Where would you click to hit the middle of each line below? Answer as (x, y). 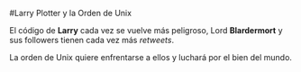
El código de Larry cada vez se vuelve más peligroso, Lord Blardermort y (146, 30)
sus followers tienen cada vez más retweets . (91, 40)
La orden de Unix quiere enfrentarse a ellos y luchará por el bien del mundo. (151, 57)
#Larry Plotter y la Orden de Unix (71, 13)
